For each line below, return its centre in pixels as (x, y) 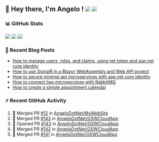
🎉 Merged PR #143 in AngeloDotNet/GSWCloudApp (65, 119)
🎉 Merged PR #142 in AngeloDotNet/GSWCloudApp (65, 129)
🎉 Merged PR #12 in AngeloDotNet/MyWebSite (60, 113)
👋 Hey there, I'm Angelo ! (44, 9)
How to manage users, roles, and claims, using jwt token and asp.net (83, 61)
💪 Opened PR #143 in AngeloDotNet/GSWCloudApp (65, 124)
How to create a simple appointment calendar (59, 87)
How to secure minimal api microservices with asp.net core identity (81, 76)
